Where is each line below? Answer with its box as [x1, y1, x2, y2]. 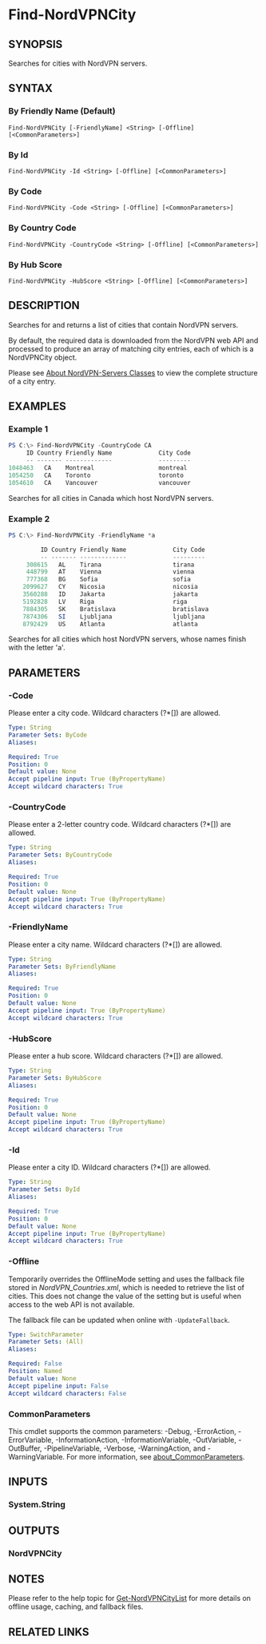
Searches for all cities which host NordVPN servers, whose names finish [8, 634, 247, 644]
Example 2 [8, 513, 50, 524]
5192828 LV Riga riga [22, 598, 188, 606]
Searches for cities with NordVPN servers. [8, 58, 148, 68]
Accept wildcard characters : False [8, 1389, 127, 1397]
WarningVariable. [8, 1451, 66, 1461]
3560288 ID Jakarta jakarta [22, 590, 198, 598]
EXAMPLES [8, 399, 66, 413]
